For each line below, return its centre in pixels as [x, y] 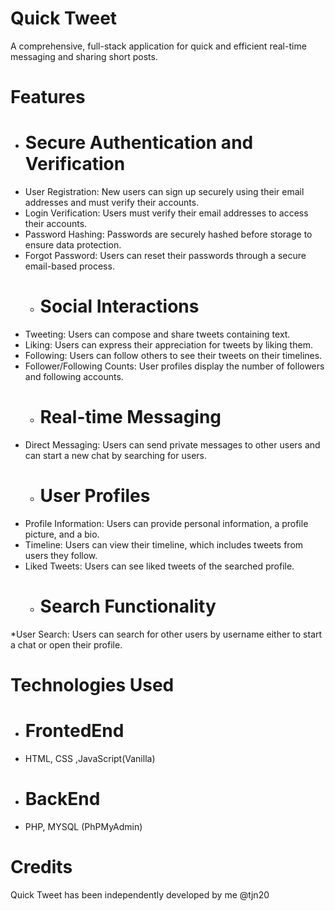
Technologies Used [92, 685]
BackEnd [62, 799]
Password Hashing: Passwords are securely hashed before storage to [168, 234]
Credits [41, 867]
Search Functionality [128, 606]
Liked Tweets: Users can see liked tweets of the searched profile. [159, 566]
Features [48, 97]
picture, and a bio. [62, 534]
